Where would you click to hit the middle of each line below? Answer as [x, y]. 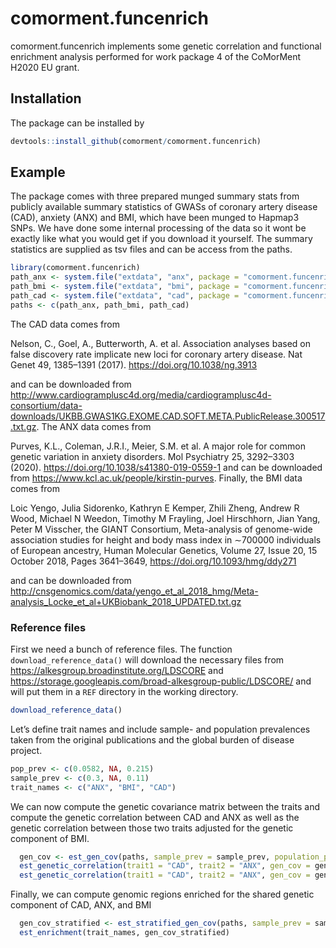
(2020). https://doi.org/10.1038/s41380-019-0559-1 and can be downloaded [166, 467]
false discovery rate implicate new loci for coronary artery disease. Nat [156, 354]
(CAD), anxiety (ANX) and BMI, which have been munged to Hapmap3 [155, 218]
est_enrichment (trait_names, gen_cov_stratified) [124, 933]
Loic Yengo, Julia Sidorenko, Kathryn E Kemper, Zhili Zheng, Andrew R [155, 508]
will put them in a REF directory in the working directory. [124, 692]
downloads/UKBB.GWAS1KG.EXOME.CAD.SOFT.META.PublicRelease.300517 [168, 416]
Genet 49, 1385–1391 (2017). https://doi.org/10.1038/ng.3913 [134, 364]
